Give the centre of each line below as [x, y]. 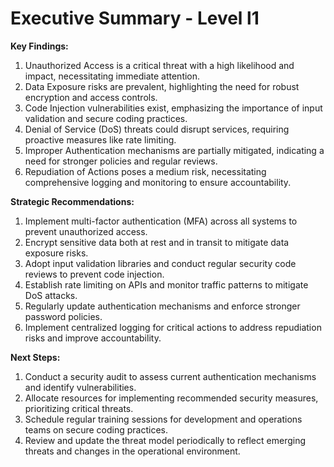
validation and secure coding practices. [106, 118]
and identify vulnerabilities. [80, 387]
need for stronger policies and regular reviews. [121, 161]
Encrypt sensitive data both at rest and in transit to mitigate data [157, 242]
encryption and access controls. [91, 97]
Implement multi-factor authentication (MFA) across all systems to [161, 221]
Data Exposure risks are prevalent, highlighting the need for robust [162, 86]
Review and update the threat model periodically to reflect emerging [165, 440]
